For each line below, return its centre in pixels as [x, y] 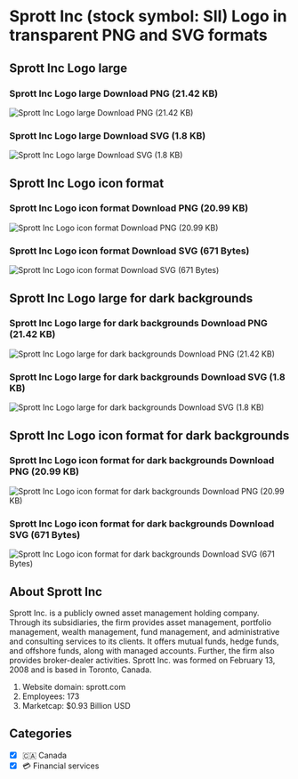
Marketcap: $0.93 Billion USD [76, 705]
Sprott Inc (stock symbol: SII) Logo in [148, 16]
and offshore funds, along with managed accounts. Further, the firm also [142, 650]
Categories [41, 734]
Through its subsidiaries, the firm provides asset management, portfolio [141, 622]
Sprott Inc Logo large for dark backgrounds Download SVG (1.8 [148, 377]
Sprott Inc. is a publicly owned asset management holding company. [134, 613]
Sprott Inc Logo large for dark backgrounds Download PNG [139, 324]
